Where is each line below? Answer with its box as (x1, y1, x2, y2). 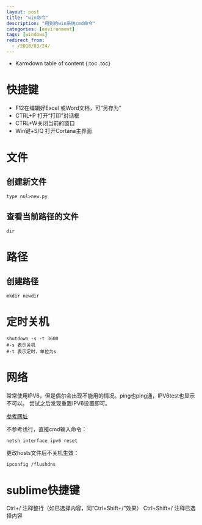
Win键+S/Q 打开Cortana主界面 (15, 127, 92, 134)
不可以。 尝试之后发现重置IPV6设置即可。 (6, 399, 111, 407)
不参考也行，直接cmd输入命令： (6, 425, 87, 433)
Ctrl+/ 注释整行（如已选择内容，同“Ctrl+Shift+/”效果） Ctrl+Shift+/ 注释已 (6, 504, 190, 512)
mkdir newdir (6, 293, 40, 299)
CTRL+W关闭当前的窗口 (15, 120, 75, 127)
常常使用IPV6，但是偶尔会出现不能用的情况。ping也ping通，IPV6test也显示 (6, 391, 195, 399)
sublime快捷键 (6, 483, 81, 497)
